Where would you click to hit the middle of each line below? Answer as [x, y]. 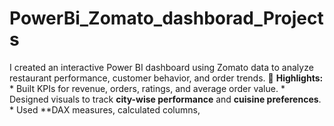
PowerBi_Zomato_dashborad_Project [166, 18]
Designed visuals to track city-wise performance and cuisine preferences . [165, 99]
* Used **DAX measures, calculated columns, [105, 109]
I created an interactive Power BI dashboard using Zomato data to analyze [161, 67]
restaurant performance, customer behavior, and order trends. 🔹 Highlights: [166, 78]
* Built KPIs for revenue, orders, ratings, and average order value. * [147, 88]
